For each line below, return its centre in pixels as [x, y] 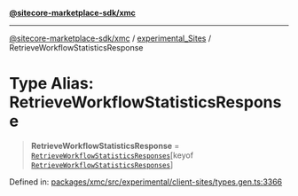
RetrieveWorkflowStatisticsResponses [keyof [112, 155]
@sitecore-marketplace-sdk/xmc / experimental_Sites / [110, 38]
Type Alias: [52, 84]
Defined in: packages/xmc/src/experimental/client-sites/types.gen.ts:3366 [146, 182]
